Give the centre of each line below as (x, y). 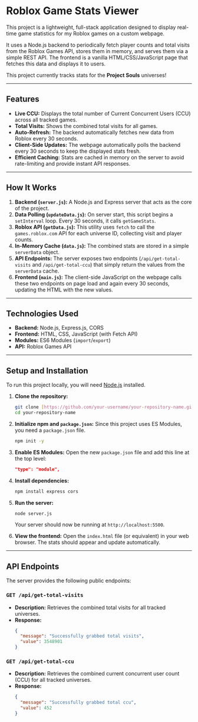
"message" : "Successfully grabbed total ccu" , (78, 703)
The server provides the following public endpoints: (69, 581)
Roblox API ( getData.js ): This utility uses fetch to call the (85, 227)
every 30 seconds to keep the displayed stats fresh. (78, 151)
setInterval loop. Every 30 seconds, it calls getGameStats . (85, 221)
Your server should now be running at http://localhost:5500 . (90, 525)
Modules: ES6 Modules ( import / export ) (62, 340)
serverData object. (37, 252)
